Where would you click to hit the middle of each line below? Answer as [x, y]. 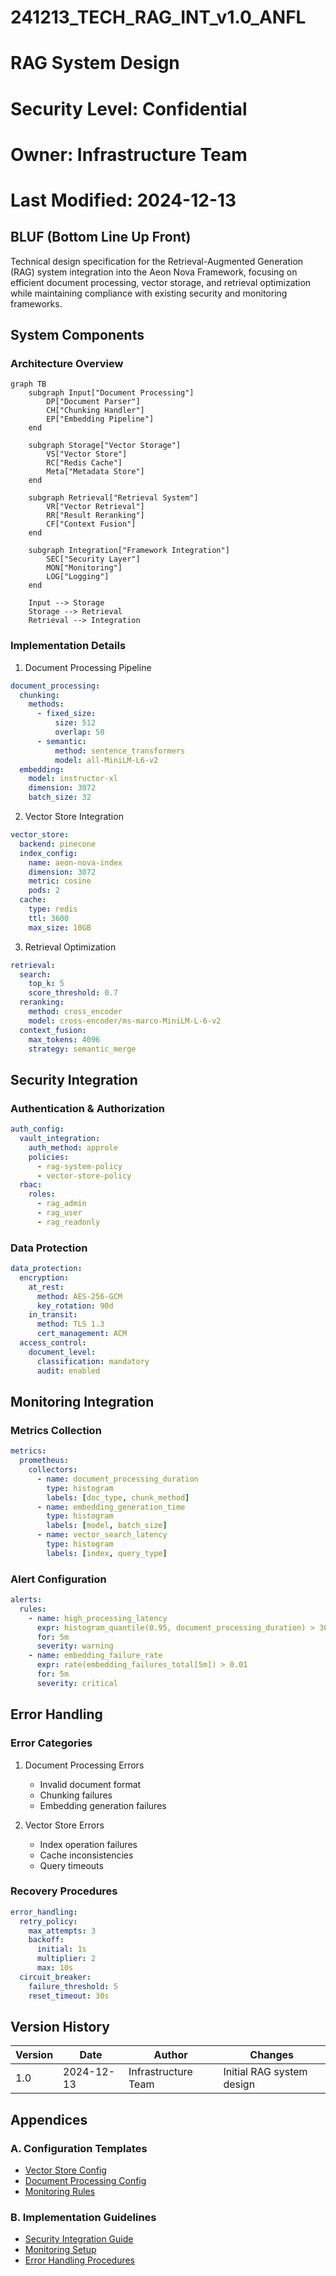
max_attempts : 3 [62, 1931]
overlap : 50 [79, 732]
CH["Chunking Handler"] [95, 411]
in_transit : [53, 1315]
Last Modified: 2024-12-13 [123, 200]
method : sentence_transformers [120, 751]
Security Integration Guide [79, 2239]
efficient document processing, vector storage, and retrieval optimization [161, 282]
